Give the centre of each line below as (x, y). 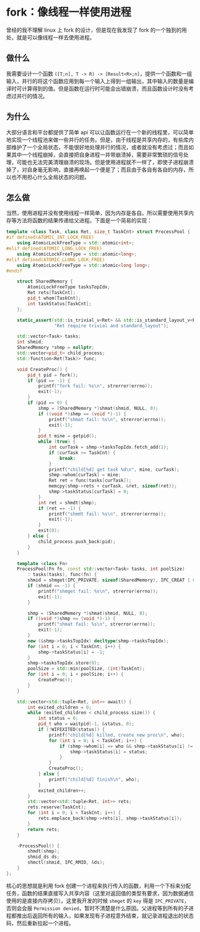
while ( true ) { (57, 442)
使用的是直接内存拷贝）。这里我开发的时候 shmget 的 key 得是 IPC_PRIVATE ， (98, 900)
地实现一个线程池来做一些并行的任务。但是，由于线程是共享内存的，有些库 (97, 140)
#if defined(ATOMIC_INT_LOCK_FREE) (50, 237)
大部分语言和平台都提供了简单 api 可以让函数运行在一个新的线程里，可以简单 (100, 132)
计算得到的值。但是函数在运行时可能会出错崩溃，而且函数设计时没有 (105, 88)
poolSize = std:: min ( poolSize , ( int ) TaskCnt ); (86, 669)
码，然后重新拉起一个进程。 (40, 923)
